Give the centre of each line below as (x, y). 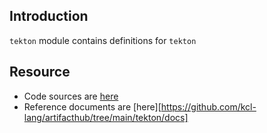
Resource (40, 72)
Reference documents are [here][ (92, 106)
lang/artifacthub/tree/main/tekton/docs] (106, 117)
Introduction (49, 16)
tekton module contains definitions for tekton (103, 40)
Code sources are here (71, 96)
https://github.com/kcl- (208, 106)
